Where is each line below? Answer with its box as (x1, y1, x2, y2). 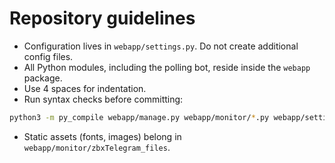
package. (23, 72, 63, 84)
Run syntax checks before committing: (23, 93, 184, 105)
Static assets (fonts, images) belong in (23, 130, 182, 142)
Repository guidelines (9, 7, 196, 30)
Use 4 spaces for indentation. (23, 82, 147, 94)
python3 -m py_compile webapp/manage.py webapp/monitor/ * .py (9, 112, 270, 122)
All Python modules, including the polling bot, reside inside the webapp (23, 61, 311, 73)
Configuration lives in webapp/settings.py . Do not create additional (23, 40, 299, 52)
